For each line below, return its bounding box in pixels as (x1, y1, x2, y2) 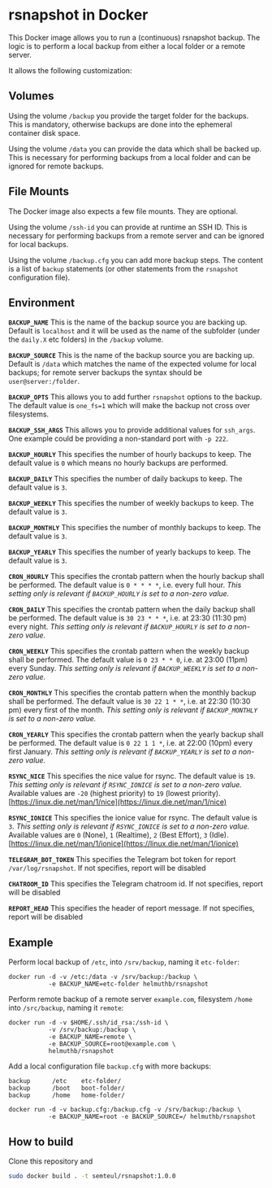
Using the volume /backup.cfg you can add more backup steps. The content (8, 255, 264, 265)
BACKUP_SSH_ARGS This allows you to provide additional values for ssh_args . (8, 425, 256, 435)
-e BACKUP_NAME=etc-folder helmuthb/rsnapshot (48, 980, 209, 989)
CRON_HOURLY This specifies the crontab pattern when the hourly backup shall (8, 572, 265, 581)
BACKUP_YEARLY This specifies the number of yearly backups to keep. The (8, 547, 252, 557)
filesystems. (8, 409, 50, 420)
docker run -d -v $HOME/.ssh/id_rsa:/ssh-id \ (8, 1019, 169, 1027)
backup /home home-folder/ (8, 1091, 126, 1099)
